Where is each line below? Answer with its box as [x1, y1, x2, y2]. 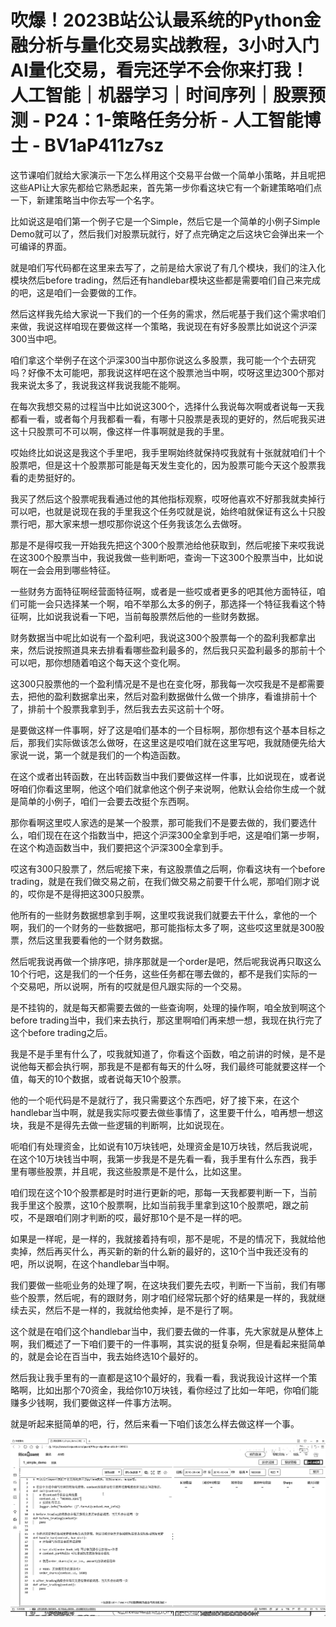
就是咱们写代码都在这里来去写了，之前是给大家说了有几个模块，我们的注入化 [10, 261, 326, 273]
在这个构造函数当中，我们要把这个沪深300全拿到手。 [10, 841, 229, 853]
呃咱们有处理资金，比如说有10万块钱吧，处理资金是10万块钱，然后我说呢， [10, 1140, 318, 1152]
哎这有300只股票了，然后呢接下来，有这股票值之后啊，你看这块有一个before [10, 862, 326, 875]
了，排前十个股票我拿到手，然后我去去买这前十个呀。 [10, 702, 230, 715]
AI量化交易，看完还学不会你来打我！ [10, 59, 309, 82]
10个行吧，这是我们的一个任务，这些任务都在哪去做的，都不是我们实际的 [10, 967, 309, 980]
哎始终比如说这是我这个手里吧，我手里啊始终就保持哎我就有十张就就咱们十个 [10, 446, 326, 458]
